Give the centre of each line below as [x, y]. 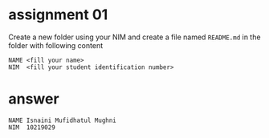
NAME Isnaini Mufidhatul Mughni [62, 120]
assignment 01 [58, 15]
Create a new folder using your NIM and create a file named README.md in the [134, 37]
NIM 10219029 [32, 127]
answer [34, 99]
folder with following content [55, 45]
